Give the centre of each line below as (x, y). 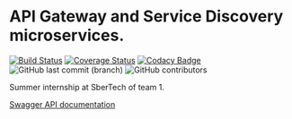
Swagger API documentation (62, 104)
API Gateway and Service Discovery (146, 17)
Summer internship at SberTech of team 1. (87, 87)
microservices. (67, 35)
